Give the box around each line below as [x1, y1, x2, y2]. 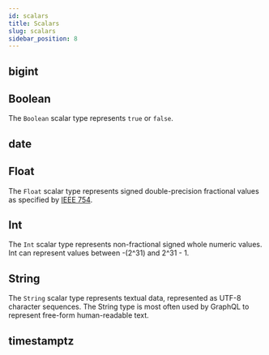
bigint [8, 64, 39, 78]
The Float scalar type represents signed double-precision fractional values [8, 186, 259, 195]
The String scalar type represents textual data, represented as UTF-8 [8, 293, 241, 303]
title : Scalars [8, 19, 60, 28]
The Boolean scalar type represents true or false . [8, 113, 174, 123]
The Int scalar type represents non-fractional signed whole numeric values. [8, 240, 263, 250]
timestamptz [8, 334, 75, 348]
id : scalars [8, 11, 49, 20]
